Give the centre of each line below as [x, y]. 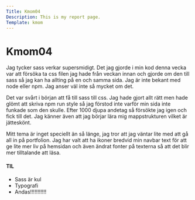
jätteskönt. [19, 123]
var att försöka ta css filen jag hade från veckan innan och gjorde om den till [98, 74]
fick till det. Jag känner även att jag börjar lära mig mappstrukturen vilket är [97, 116]
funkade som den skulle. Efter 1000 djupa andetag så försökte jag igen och [97, 110]
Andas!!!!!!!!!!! [30, 192]
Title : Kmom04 [23, 11]
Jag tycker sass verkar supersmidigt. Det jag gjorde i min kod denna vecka [96, 67]
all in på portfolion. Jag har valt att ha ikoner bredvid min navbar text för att [97, 140]
